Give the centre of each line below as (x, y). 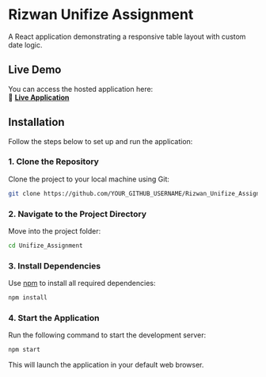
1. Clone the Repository (53, 162)
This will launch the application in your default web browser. (106, 365)
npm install (28, 298)
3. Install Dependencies (55, 265)
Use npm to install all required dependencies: (82, 284)
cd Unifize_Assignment (46, 246)
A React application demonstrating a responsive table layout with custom (127, 36)
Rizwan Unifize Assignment (101, 15)
